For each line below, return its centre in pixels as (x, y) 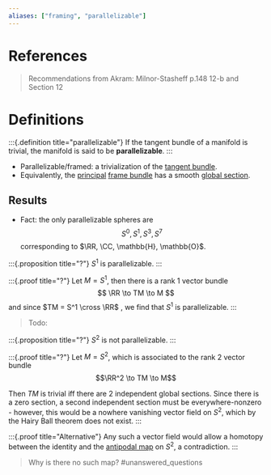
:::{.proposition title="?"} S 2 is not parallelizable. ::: (92, 339)
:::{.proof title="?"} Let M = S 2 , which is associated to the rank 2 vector (127, 356)
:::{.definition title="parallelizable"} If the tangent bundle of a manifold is (128, 142)
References (48, 55)
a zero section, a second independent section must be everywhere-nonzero (135, 402)
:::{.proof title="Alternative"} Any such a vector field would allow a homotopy (136, 436)
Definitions (47, 119)
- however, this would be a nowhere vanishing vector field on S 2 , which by (132, 411)
